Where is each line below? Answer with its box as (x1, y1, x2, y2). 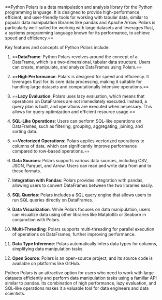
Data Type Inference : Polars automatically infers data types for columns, (12, 241, 158, 247)
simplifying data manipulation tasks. (12, 246, 84, 251)
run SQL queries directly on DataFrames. (12, 197, 93, 203)
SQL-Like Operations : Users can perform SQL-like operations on (12, 118, 142, 124)
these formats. (12, 168, 41, 174)
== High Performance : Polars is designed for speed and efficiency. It (12, 74, 149, 79)
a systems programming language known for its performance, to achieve (5, 30, 150, 35)
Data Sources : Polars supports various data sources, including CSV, (12, 158, 148, 163)
